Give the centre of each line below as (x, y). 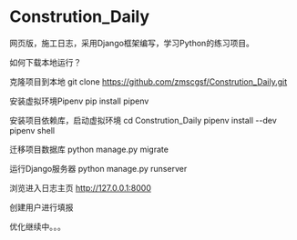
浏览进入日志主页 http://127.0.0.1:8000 (81, 187)
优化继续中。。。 (37, 226)
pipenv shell (32, 130)
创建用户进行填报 (41, 207)
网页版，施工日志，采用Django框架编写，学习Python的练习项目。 (132, 43)
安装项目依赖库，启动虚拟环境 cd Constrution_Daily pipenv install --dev (143, 120)
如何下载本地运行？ (46, 62)
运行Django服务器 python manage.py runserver (98, 168)
